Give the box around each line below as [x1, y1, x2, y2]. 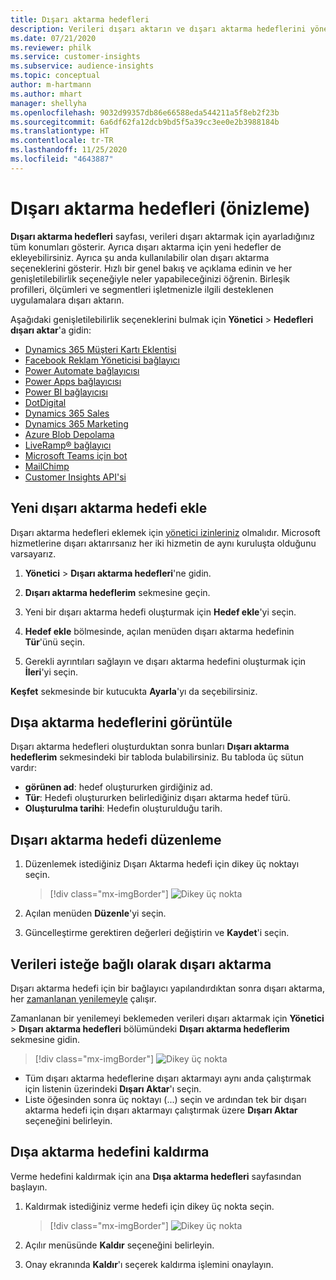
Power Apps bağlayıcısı [24, 375, 122, 387]
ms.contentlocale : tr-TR [10, 136, 114, 146]
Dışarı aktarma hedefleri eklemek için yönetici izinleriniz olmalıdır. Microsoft [10, 526, 321, 538]
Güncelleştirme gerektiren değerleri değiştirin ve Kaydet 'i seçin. [24, 927, 290, 939]
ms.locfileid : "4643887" [10, 154, 114, 164]
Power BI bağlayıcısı [24, 386, 108, 398]
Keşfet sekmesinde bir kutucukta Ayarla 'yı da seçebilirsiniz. [10, 685, 258, 697]
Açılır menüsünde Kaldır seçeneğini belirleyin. [24, 1239, 215, 1251]
